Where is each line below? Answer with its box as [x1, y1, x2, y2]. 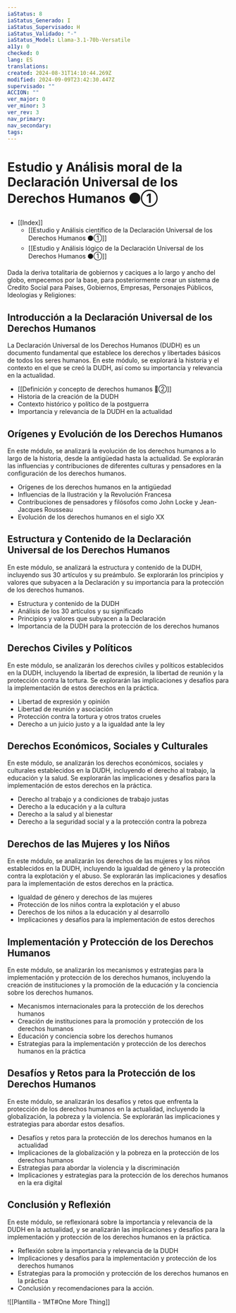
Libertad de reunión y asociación [17, 704, 113, 713]
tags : [7, 129, 23, 136]
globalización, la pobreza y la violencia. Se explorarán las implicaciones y [7, 1112, 221, 1120]
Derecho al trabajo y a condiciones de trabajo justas [17, 795, 169, 804]
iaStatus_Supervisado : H [7, 23, 80, 30]
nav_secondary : [7, 121, 52, 129]
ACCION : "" [7, 89, 39, 96]
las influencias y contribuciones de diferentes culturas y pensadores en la [7, 461, 222, 470]
